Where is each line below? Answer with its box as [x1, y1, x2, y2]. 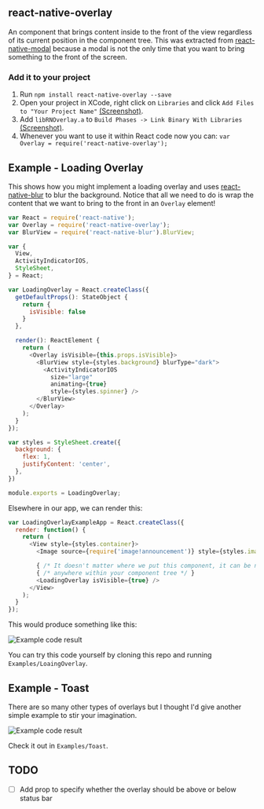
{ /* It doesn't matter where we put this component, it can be [36, 562, 251, 570]
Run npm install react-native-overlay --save [19, 90, 172, 99]
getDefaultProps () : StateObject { [15, 293, 128, 301]
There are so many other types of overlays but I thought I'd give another [8, 702, 242, 712]
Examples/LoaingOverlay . [8, 659, 88, 668]
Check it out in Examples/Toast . [8, 741, 108, 750]
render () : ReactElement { [15, 337, 101, 345]
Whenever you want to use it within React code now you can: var [19, 131, 230, 141]
